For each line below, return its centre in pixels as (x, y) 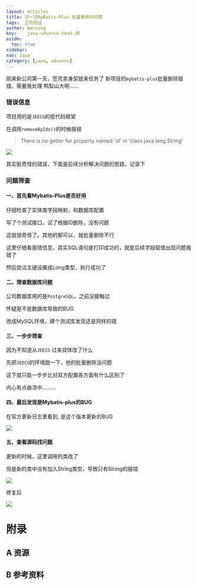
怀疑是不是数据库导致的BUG (40, 309)
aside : (14, 39)
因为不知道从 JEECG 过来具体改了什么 (49, 350)
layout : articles (27, 11)
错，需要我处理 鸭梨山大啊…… (42, 85)
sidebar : (17, 50)
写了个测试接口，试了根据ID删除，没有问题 (58, 222)
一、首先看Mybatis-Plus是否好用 (46, 196)
